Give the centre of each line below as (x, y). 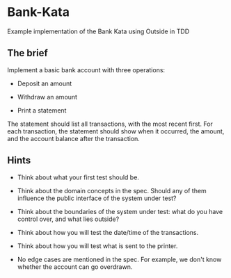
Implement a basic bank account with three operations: (86, 69)
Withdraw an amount (47, 97)
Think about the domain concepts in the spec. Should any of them (112, 190)
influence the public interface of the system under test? (97, 198)
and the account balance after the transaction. (74, 138)
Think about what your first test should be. (78, 177)
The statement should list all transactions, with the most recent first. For (110, 124)
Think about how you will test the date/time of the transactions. (108, 232)
